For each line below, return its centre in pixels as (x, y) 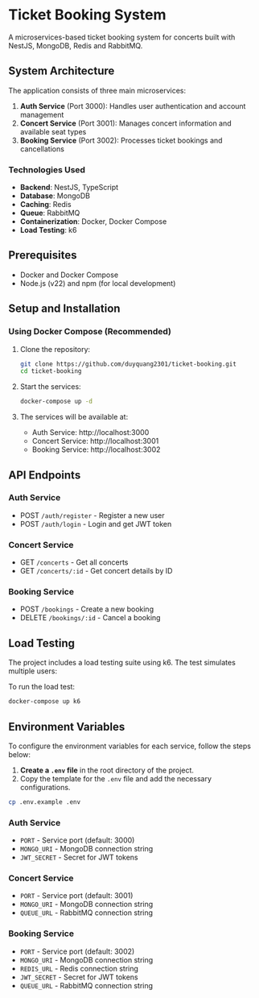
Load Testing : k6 (48, 230)
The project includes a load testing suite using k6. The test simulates (122, 663)
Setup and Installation (64, 309)
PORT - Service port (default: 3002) (77, 951)
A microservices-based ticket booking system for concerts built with (122, 37)
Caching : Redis (45, 205)
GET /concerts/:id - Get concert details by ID (96, 571)
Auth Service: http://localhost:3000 (90, 433)
